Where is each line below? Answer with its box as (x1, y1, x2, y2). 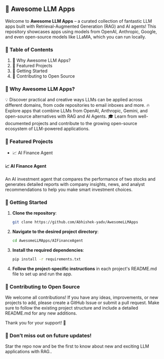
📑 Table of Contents (5, 46, 53, 53)
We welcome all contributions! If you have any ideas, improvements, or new (5, 295, 159, 301)
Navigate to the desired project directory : (12, 228, 99, 235)
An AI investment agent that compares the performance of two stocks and (5, 176, 156, 182)
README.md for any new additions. (5, 310, 77, 316)
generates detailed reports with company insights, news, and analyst (5, 181, 145, 187)
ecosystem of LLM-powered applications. (5, 126, 90, 132)
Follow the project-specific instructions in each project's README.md (12, 266, 157, 271)
